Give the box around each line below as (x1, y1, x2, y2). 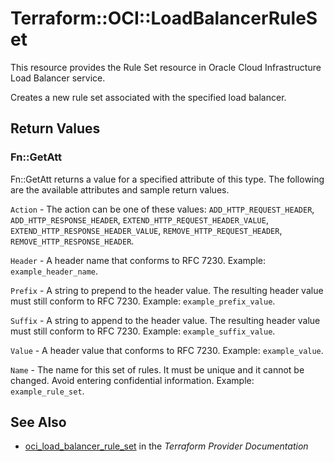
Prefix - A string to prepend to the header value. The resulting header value (10, 284, 324, 296)
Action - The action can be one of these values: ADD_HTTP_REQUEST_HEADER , (10, 203, 315, 215)
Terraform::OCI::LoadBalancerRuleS (10, 7, 318, 30)
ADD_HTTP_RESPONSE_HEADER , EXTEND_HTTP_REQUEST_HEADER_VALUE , (10, 213, 269, 226)
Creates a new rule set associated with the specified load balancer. (10, 91, 287, 103)
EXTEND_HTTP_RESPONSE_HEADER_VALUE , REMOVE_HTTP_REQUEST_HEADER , (10, 224, 283, 236)
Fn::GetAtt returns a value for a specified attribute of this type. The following (10, 173, 325, 185)
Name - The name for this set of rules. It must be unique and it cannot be (10, 363, 305, 376)
